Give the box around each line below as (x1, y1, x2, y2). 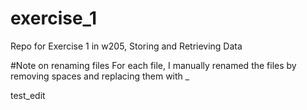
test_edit (10, 89, 46, 101)
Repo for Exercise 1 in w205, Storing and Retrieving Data (10, 40, 243, 52)
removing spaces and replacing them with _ (10, 70, 190, 82)
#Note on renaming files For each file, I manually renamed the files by (10, 59, 297, 71)
